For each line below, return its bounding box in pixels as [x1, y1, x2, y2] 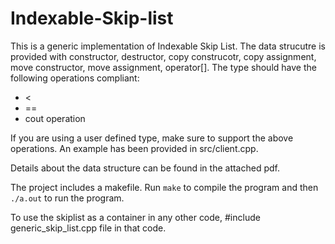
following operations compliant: [10, 72, 140, 84]
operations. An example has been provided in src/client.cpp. [10, 142, 259, 154]
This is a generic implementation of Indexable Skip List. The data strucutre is [10, 40, 326, 52]
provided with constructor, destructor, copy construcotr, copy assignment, [10, 50, 317, 62]
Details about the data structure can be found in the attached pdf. [10, 162, 280, 174]
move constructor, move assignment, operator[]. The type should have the [10, 61, 317, 73]
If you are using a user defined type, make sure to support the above [10, 132, 294, 144]
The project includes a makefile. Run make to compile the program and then [10, 181, 319, 193]
